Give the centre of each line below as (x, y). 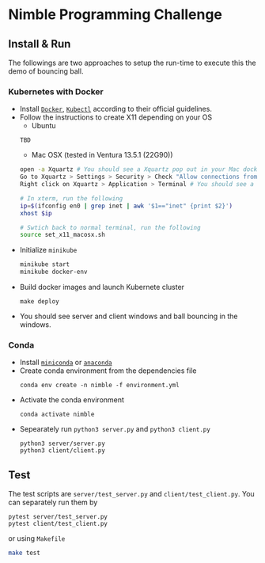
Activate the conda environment (72, 400)
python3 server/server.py (62, 444)
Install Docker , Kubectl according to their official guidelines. (115, 109)
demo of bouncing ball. (46, 71)
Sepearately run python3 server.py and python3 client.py (115, 429)
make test (25, 553)
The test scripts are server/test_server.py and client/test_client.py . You (131, 494)
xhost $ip (36, 213)
